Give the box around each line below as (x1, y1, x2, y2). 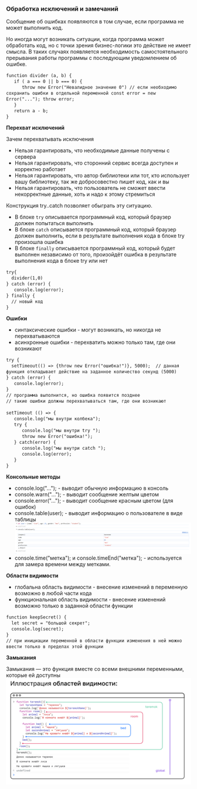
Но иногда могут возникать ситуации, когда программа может (6, 36, 165, 43)
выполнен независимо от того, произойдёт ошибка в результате (14, 251, 177, 258)
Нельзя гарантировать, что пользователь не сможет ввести (14, 185, 166, 192)
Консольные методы (6, 473, 60, 480)
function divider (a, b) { (6, 73, 72, 79)
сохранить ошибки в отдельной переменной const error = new (6, 91, 157, 96)
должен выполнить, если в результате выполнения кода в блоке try (14, 232, 185, 239)
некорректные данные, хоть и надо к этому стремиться (14, 190, 155, 198)
